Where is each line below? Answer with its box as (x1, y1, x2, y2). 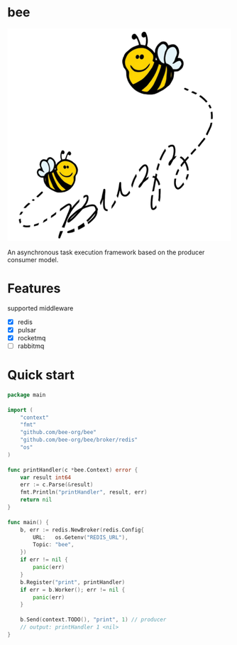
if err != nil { (20, 556, 69, 563)
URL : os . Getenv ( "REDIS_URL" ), (33, 533, 129, 541)
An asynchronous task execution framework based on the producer (7, 248, 205, 256)
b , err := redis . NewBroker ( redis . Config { (20, 526, 144, 533)
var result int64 (20, 474, 72, 481)
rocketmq (17, 333, 46, 342)
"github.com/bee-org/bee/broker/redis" (20, 436, 138, 444)
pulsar (17, 325, 37, 334)
